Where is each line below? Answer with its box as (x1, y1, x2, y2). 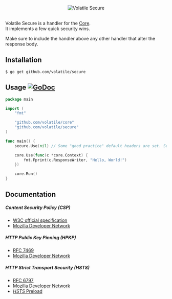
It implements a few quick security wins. (5, 26, 91, 32)
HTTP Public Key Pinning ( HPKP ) (5, 234, 76, 240)
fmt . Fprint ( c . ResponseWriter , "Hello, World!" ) (24, 157, 127, 163)
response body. (5, 41, 38, 47)
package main (5, 97, 33, 102)
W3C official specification (12, 217, 68, 223)
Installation (5, 56, 42, 64)
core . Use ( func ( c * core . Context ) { (14, 152, 88, 158)
